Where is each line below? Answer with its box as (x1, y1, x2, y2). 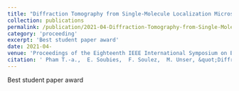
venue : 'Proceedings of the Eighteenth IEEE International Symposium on (7, 50, 228, 57)
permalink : (7, 23, 40, 30)
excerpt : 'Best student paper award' (7, 37, 119, 44)
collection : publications (7, 17, 84, 24)
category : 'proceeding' (7, 30, 78, 37)
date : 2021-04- (7, 43, 53, 50)
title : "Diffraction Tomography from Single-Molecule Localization (7, 10, 212, 18)
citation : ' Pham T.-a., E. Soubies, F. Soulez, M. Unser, (7, 56, 196, 63)
